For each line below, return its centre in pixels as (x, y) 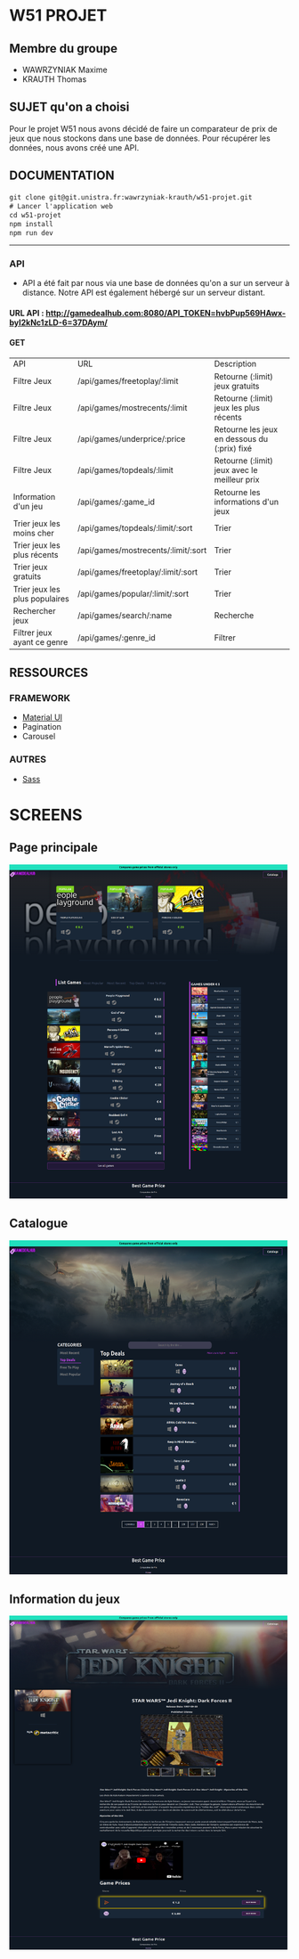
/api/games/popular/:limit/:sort (133, 594)
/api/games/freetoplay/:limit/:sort (137, 572)
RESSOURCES (49, 673)
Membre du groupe (64, 49)
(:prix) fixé (233, 449)
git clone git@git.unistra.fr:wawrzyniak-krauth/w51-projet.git (131, 197)
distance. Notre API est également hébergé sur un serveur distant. (143, 292)
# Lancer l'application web (61, 206)
